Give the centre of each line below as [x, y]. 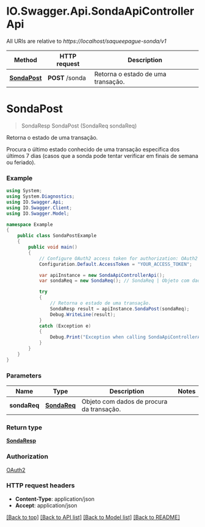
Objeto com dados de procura [124, 401]
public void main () [53, 247]
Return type [24, 427]
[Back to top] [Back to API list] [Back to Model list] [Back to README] [93, 517]
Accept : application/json [46, 505]
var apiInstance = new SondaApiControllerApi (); [102, 275]
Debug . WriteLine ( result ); [83, 314]
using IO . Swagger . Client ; [39, 208]
